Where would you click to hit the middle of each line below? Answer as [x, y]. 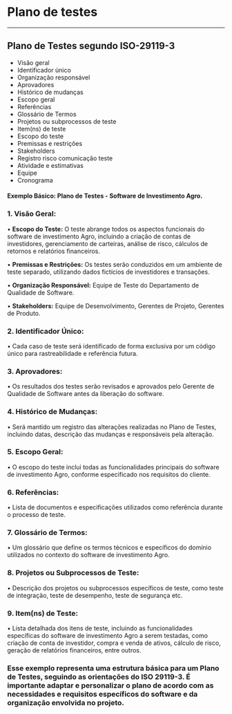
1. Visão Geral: [32, 214]
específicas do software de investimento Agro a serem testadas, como [108, 636]
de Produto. [24, 313]
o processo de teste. [36, 515]
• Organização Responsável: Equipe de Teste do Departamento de [103, 285]
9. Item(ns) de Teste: [42, 613]
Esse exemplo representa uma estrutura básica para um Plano [113, 668]
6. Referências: [33, 492]
